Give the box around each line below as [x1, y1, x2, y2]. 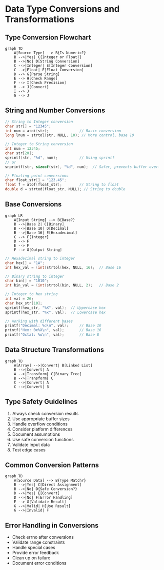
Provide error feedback [12, 550, 60, 556]
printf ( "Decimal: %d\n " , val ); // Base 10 [5, 323, 102, 328]
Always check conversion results [12, 410, 79, 416]
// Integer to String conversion [5, 142, 73, 147]
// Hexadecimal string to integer [5, 256, 76, 261]
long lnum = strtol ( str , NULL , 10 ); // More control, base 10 [5, 133, 134, 138]
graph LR [5, 213, 23, 218]
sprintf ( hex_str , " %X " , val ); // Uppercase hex [5, 305, 106, 310]
